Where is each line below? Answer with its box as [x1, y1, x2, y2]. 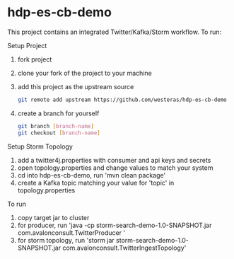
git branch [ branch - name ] [17, 122, 94, 129]
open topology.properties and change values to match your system [17, 163, 213, 172]
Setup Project [7, 41, 47, 50]
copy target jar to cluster [17, 213, 90, 221]
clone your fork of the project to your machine [17, 69, 152, 77]
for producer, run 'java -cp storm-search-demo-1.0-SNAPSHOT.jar [17, 221, 212, 229]
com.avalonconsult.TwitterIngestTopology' [62, 243, 187, 252]
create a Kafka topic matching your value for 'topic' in [17, 178, 175, 187]
